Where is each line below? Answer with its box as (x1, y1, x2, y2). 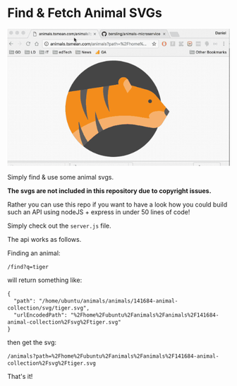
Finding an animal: (7, 249, 61, 257)
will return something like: (7, 276, 83, 284)
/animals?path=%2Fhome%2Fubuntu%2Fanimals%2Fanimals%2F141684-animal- (7, 352, 219, 360)
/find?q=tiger (7, 263, 49, 270)
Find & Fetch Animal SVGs (7, 5, 162, 21)
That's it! (7, 372, 33, 380)
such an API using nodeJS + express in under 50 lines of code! (7, 207, 190, 216)
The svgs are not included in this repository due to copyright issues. (7, 186, 212, 195)
